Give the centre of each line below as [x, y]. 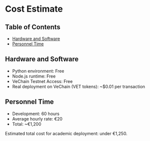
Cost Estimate [34, 9]
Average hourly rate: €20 [37, 119]
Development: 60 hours [36, 114]
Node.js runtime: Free [34, 76]
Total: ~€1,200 [27, 124]
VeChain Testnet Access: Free [42, 81]
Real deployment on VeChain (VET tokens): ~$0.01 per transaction [78, 86]
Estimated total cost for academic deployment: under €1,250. [66, 133]
